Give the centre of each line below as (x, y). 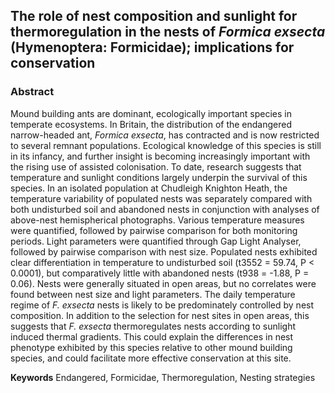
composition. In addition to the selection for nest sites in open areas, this (160, 315)
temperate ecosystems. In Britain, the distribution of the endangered (151, 124)
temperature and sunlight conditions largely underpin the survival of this (159, 177)
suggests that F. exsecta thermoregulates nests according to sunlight (153, 326)
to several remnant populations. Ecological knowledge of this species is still (166, 145)
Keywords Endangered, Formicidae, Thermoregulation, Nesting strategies (163, 377)
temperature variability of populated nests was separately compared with (161, 198)
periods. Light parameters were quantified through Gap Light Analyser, (156, 241)
